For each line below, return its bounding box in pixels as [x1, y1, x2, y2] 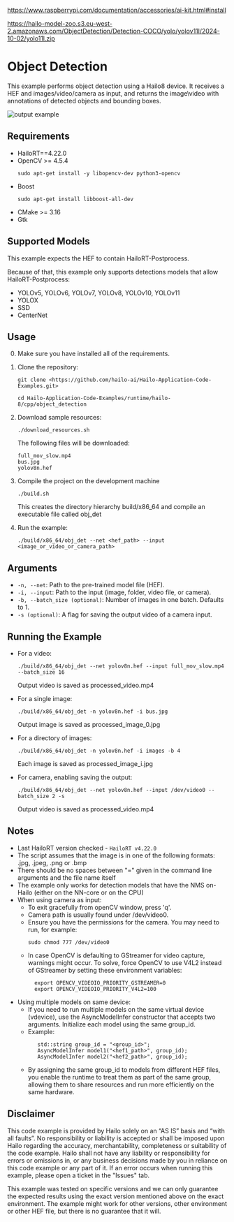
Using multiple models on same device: [17, 998, 131, 1006]
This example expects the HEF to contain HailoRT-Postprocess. [7, 254, 190, 263]
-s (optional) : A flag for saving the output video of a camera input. [17, 610, 212, 619]
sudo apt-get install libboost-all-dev [17, 196, 134, 203]
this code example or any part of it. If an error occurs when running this [7, 1163, 213, 1172]
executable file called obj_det [17, 510, 102, 519]
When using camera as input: [17, 895, 102, 904]
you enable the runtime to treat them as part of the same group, [27, 1073, 212, 1081]
